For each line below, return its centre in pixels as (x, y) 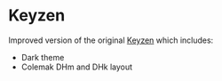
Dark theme (43, 57)
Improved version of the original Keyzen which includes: (111, 40)
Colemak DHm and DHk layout (77, 67)
